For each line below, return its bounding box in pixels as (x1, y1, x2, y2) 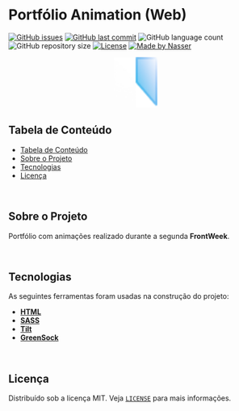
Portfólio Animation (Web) (8, 6, 187, 24)
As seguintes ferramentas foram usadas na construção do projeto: (8, 291, 229, 301)
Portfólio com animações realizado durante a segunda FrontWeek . (8, 231, 230, 241)
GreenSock (19, 333, 59, 342)
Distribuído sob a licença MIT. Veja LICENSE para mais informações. (8, 393, 232, 403)
